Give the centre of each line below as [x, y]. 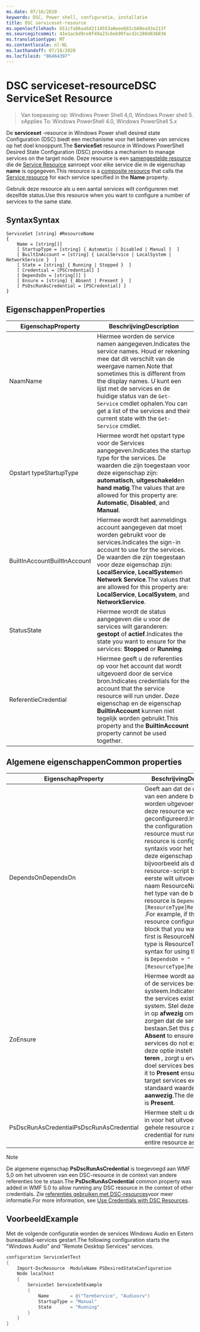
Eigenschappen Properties [56, 309]
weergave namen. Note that [135, 366]
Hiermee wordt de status [132, 612]
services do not [166, 1043]
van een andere [166, 796]
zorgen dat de [164, 1021]
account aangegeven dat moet [140, 528]
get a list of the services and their [143, 411]
